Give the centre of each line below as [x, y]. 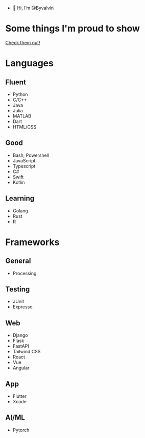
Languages [29, 63]
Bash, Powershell [31, 155]
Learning [20, 198]
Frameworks [32, 242]
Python [20, 94]
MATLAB [22, 116]
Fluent [16, 82]
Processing [25, 273]
